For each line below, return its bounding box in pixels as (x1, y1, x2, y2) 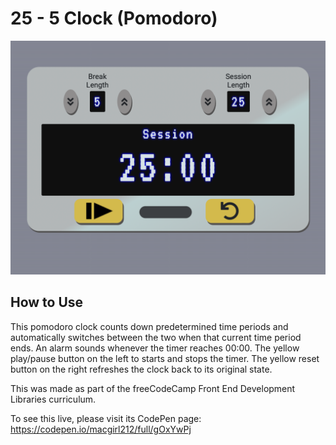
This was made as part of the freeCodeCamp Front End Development (10, 382, 296, 394)
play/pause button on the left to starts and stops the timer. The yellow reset (10, 352, 320, 364)
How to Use (10, 294, 84, 311)
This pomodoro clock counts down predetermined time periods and (10, 320, 289, 332)
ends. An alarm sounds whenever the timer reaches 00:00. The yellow (10, 342, 300, 354)
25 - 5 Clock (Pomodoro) (10, 7, 218, 30)
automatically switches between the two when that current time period (10, 331, 302, 343)
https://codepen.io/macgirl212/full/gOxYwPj (10, 423, 192, 435)
